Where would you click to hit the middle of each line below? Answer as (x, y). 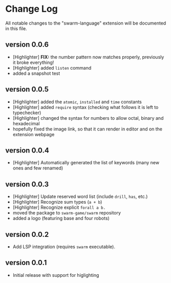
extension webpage (34, 134)
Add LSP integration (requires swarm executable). (64, 247)
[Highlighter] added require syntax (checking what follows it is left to (85, 107)
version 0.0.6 (27, 45)
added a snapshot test (36, 73)
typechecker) (27, 113)
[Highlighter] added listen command (52, 68)
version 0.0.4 (27, 150)
